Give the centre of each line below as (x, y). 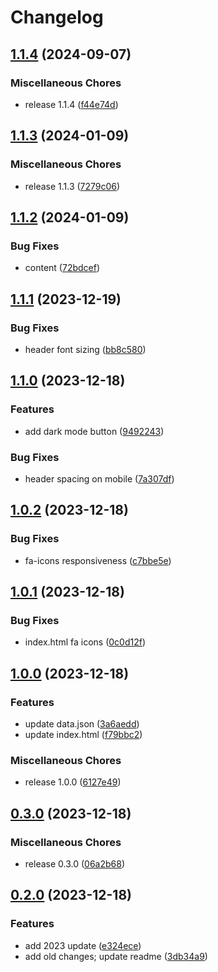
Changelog (57, 17)
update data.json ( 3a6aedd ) (82, 723)
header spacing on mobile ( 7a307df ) (99, 478)
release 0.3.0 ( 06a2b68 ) (74, 863)
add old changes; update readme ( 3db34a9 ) (116, 956)
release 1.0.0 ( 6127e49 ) (73, 782)
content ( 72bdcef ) (62, 268)
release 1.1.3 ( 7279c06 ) (72, 186)
